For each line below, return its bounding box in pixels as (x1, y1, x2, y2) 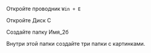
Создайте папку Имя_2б (6, 28, 69, 36)
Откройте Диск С (6, 17, 51, 23)
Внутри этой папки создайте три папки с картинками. (6, 40, 146, 47)
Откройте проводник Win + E (6, 5, 81, 12)
